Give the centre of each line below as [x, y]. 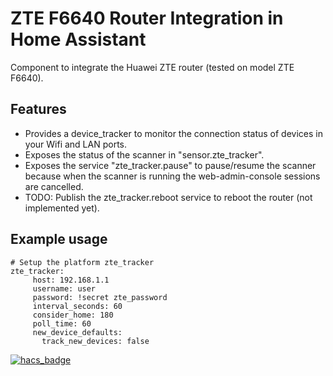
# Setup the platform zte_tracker [82, 262]
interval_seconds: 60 [77, 306]
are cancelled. [54, 186]
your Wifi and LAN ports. [75, 144]
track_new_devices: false [95, 341]
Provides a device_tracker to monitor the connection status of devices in [173, 133]
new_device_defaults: [77, 332]
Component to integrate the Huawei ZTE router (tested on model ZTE [152, 67]
